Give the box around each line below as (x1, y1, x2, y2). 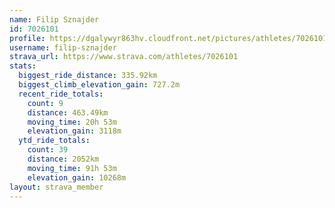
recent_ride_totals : (18, 89, 104, 99)
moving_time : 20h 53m (27, 117, 117, 127)
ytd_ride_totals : (18, 136, 91, 146)
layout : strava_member (9, 182, 104, 192)
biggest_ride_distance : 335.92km (18, 71, 158, 81)
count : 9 (27, 98, 64, 108)
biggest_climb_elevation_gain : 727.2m (18, 80, 181, 90)
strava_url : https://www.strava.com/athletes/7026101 (9, 52, 239, 62)
